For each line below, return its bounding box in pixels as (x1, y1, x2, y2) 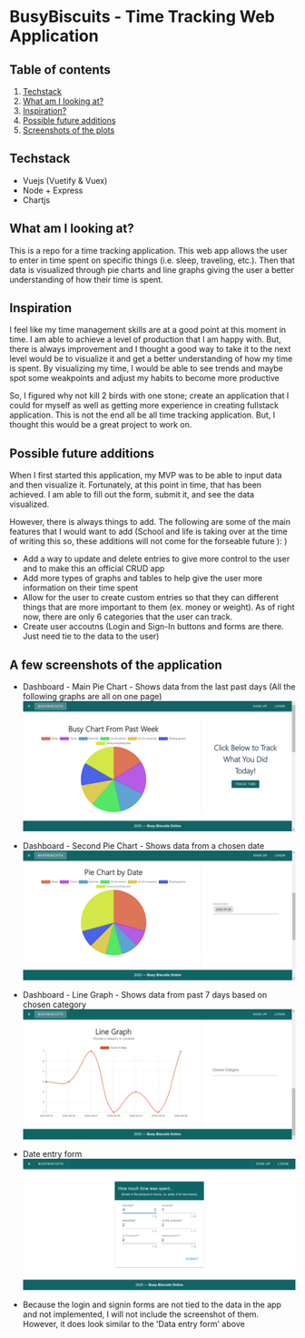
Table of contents (9, 62, 111, 77)
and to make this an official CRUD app (22, 563, 165, 574)
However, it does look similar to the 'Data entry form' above (22, 1318, 245, 1329)
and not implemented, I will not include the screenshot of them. (22, 1308, 260, 1320)
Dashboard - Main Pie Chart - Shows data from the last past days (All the (22, 681, 297, 692)
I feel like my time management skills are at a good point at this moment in (9, 325, 287, 336)
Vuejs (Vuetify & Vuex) (22, 175, 108, 186)
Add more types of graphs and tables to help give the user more (22, 573, 263, 584)
